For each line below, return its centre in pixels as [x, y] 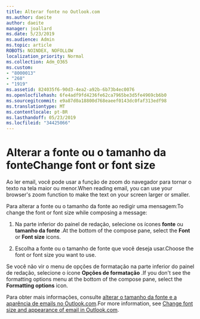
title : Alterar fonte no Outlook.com [53, 12]
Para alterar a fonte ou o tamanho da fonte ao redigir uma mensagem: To [95, 206]
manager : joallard [29, 28]
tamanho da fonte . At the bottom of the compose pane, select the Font [102, 230]
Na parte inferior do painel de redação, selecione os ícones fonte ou [99, 224]
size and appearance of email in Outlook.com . [63, 310]
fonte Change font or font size [81, 165]
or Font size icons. [38, 237]
